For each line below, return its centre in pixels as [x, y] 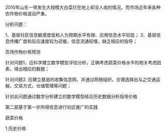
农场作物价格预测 [23, 52]
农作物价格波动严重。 [27, 14]
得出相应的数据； [31, 69]
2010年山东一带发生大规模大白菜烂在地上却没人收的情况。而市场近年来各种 [83, 7]
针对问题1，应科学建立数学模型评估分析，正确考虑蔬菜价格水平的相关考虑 [81, 62]
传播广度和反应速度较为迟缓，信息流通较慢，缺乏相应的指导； [73, 41]
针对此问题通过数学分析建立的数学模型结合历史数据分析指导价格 [71, 96]
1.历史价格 [16, 128]
